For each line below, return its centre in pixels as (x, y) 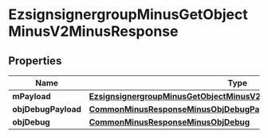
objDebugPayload (47, 109)
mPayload (32, 96)
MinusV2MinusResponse (93, 31)
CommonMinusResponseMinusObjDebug (169, 122)
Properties (35, 61)
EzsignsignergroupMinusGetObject (128, 15)
